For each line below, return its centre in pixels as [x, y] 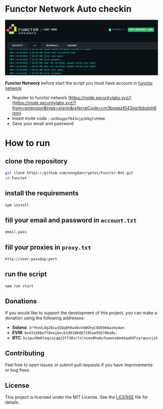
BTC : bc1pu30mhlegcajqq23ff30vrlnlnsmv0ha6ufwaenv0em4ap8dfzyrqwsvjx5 [85, 338]
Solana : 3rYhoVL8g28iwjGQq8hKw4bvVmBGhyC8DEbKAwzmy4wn [68, 328]
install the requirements [42, 193]
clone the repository [36, 161]
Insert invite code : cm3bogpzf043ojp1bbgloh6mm [58, 118]
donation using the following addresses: [45, 318]
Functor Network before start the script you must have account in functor [79, 83]
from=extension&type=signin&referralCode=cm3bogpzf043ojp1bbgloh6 [84, 108]
